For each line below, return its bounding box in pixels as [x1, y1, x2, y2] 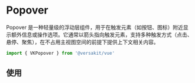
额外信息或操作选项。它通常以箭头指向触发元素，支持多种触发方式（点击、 [11, 31, 193, 38]
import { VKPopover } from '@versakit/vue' [6, 50, 115, 56]
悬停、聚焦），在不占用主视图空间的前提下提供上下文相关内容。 [6, 38, 159, 45]
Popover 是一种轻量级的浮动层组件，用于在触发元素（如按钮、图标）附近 [6, 24, 183, 31]
